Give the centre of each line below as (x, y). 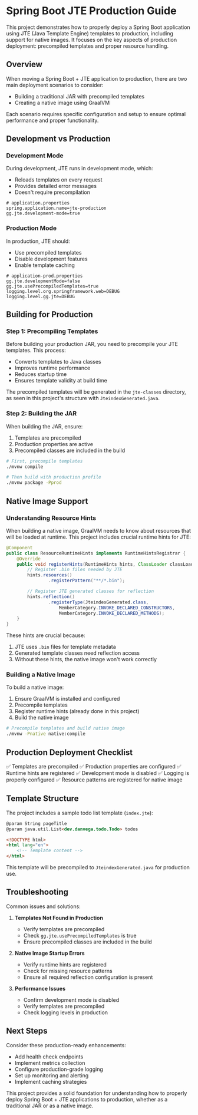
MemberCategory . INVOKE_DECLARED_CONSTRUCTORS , (117, 608)
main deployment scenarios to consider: (55, 85)
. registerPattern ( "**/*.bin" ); (87, 581)
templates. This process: (36, 350)
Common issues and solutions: (43, 906)
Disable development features (51, 259)
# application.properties (38, 203)
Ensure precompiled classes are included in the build (88, 942)
